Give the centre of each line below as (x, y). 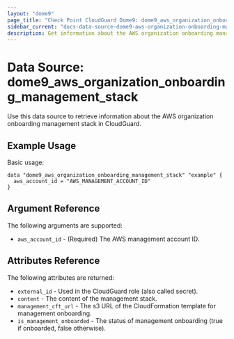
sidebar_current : (32, 26)
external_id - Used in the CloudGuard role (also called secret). (108, 291)
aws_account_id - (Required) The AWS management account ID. (108, 239)
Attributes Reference (54, 261)
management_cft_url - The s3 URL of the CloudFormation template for (116, 306)
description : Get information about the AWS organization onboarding (110, 33)
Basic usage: (26, 162)
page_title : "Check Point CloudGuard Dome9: (73, 20)
